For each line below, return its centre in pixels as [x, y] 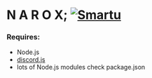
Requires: [23, 37]
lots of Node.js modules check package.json [81, 67]
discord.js [31, 60]
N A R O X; [37, 15]
